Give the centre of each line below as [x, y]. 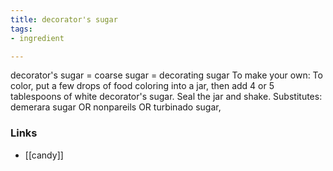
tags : [21, 29]
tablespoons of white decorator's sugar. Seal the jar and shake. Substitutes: [166, 97]
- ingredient [37, 38]
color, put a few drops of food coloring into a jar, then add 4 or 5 [142, 86]
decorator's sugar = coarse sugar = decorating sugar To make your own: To [166, 75]
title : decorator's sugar [64, 19]
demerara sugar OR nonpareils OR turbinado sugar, [116, 107]
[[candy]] [44, 155]
